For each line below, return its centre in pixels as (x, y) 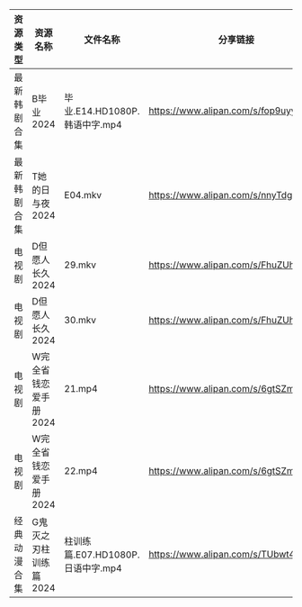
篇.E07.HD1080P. (102, 555)
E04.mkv (83, 195)
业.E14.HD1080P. (102, 111)
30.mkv (80, 320)
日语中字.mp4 (93, 568)
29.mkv (80, 265)
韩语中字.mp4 (93, 125)
